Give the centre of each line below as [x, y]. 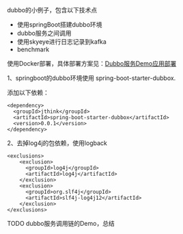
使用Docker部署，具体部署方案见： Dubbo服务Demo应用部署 [92, 63]
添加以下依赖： [28, 92]
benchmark [33, 49]
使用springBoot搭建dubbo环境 [59, 25]
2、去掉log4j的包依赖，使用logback [57, 143]
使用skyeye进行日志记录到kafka [62, 42]
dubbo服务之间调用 [44, 33]
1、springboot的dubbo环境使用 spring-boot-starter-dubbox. [91, 78]
